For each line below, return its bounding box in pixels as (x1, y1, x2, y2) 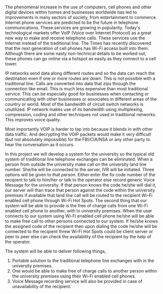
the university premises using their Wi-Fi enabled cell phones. (12, 273, 136, 279)
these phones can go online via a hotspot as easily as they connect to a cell (5, 56, 156, 61)
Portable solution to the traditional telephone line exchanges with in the (12, 258, 154, 263)
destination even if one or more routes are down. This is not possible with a (5, 75, 156, 81)
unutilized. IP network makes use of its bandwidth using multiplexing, (5, 106, 144, 112)
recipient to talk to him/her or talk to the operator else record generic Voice (5, 177, 155, 183)
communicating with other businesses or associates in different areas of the (5, 96, 157, 102)
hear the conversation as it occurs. (5, 142, 75, 147)
